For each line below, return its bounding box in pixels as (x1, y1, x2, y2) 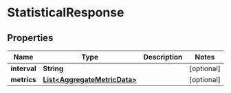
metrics (10, 75, 36, 84)
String (43, 64, 64, 73)
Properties (7, 32, 54, 44)
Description (143, 53, 183, 62)
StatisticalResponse (7, 5, 124, 21)
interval (10, 64, 36, 73)
